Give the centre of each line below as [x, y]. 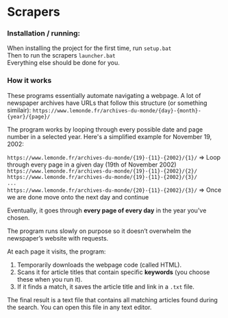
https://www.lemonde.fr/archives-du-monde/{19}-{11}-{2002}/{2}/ [102, 171]
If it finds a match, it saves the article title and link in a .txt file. [106, 286]
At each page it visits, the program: [56, 252]
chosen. [18, 217]
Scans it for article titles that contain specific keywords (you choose [113, 272]
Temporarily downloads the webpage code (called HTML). [99, 265]
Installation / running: [44, 34]
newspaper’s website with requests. [58, 238]
